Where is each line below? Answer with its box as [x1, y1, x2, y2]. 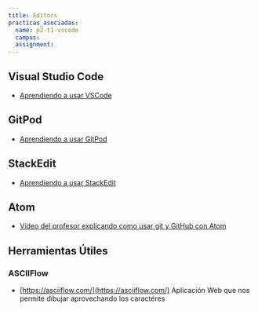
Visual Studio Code [8, 70, 104, 83]
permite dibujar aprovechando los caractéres [19, 294, 165, 303]
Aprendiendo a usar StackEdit [19, 177, 116, 187]
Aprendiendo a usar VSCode [19, 90, 112, 100]
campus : [15, 33, 41, 42]
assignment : [15, 41, 55, 49]
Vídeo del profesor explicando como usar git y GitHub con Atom [19, 221, 227, 231]
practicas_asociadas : [8, 19, 79, 27]
